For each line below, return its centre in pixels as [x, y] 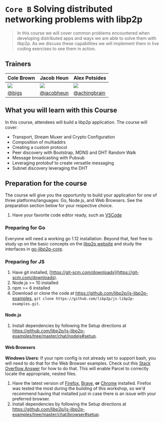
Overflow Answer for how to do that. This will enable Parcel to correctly [77, 369]
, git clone [43, 298]
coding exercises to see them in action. [56, 49]
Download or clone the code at [43, 293]
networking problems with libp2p [74, 19]
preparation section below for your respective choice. [59, 206]
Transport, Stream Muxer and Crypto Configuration [64, 137]
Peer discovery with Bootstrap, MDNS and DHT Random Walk [74, 152]
